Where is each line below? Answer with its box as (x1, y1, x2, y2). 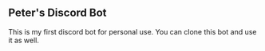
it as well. (8, 35, 40, 45)
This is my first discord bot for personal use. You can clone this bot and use (8, 27, 257, 36)
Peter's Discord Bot (8, 6, 107, 20)
